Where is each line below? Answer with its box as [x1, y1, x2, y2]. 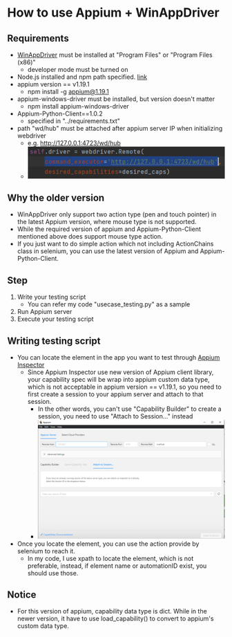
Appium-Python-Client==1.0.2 [17, 109, 103, 118]
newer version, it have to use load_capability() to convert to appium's [17, 614, 214, 623]
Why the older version [7, 192, 105, 204]
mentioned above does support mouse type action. [17, 232, 164, 241]
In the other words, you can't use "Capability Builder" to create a [37, 405, 222, 413]
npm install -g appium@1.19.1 [27, 88, 109, 95]
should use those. [27, 569, 79, 577]
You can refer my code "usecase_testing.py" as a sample [27, 300, 191, 308]
